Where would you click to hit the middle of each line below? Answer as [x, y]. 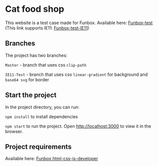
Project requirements [38, 147]
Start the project [31, 95]
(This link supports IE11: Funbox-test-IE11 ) [47, 28]
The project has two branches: [36, 55]
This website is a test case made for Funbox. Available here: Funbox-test [79, 23]
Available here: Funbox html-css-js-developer [52, 159]
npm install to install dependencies [41, 116]
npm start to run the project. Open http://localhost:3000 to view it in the [78, 126]
